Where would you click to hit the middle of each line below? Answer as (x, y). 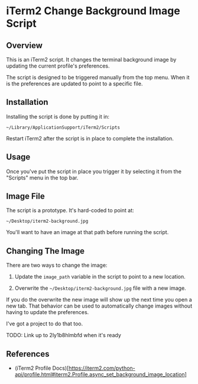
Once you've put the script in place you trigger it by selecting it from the (94, 171)
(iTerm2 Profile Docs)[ (42, 368)
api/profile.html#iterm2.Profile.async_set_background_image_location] (101, 375)
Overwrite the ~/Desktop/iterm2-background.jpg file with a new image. (100, 288)
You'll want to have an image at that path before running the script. (87, 232)
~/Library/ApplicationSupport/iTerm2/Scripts (63, 127)
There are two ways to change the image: (57, 265)
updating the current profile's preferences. (58, 66)
